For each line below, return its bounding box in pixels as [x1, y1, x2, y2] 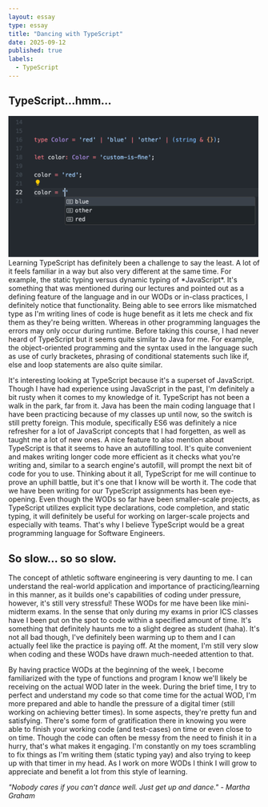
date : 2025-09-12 [8, 38, 66, 46]
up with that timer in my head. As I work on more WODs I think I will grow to [8, 758, 258, 768]
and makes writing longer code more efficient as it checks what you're [8, 452, 241, 461]
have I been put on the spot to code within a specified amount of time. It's [8, 616, 252, 625]
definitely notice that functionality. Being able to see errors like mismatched [8, 301, 258, 310]
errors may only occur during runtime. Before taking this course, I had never [8, 326, 259, 336]
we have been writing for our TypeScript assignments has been [8, 486, 218, 496]
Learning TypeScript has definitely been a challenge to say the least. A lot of [8, 258, 260, 268]
